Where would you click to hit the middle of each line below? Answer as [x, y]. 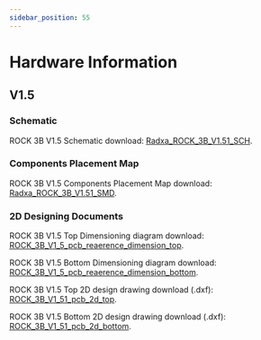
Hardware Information [94, 62]
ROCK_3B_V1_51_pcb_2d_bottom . [71, 327]
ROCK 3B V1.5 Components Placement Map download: [111, 183]
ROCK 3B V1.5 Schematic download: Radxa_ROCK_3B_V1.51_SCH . [131, 140]
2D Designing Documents [67, 216]
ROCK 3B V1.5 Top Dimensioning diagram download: [107, 236]
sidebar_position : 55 [50, 18]
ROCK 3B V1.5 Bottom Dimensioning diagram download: [113, 263]
